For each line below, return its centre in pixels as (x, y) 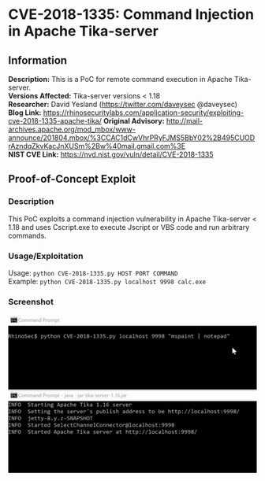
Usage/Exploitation (46, 256)
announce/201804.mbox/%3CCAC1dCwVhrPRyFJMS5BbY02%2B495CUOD (132, 138)
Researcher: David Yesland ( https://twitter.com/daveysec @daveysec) (123, 104)
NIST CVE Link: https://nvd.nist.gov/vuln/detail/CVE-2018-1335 (111, 154)
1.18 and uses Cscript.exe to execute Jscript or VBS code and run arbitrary (129, 227)
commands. (28, 235)
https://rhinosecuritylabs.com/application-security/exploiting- (144, 113)
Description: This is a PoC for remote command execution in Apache (120, 79)
